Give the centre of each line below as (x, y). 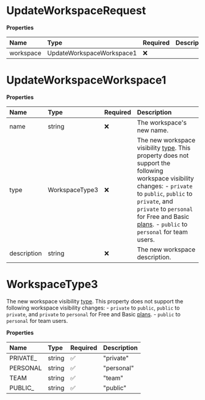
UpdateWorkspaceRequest (76, 11)
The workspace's (162, 122)
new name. (153, 130)
